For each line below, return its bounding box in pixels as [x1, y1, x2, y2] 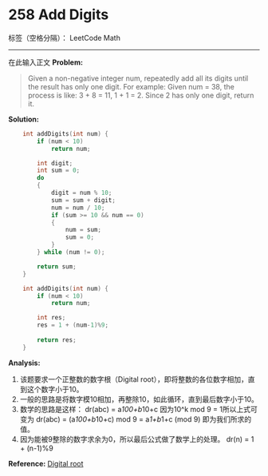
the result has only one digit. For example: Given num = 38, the [27, 81, 235, 91]
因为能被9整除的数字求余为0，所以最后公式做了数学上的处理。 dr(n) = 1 [19, 434, 254, 444]
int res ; [37, 314, 66, 322]
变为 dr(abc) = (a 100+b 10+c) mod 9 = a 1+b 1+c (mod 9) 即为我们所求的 [19, 414, 252, 424]
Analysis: [8, 358, 41, 367]
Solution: [8, 114, 40, 124]
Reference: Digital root [8, 458, 84, 468]
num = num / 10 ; [50, 204, 105, 212]
